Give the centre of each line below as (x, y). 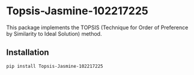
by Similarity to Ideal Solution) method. (54, 33)
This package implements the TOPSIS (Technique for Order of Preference (97, 27)
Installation (28, 53)
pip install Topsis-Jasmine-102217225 (55, 66)
